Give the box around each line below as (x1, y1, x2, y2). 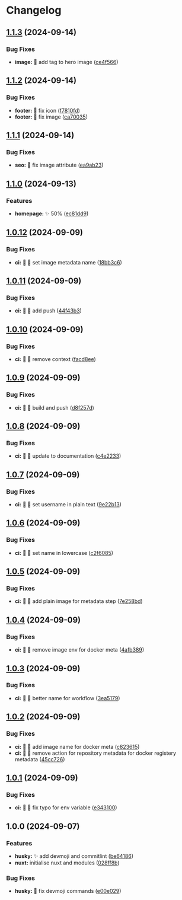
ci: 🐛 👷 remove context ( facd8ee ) (14, 356, 96, 362)
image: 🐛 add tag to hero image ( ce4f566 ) (14, 58, 119, 65)
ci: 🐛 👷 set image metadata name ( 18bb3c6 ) (14, 258, 123, 266)
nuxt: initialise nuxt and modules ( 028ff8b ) (14, 859, 120, 866)
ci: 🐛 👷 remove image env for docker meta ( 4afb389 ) (14, 646, 145, 653)
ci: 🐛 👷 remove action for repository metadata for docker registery (14, 749, 177, 757)
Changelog (6, 4, 62, 17)
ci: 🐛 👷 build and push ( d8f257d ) (14, 404, 95, 411)
